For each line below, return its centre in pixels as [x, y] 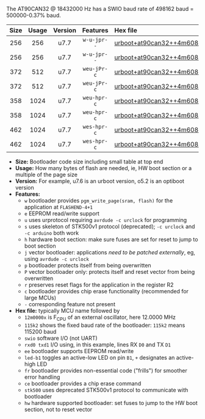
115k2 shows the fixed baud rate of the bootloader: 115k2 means [105, 325]
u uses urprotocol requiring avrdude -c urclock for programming [106, 220]
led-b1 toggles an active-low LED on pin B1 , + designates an [99, 357]
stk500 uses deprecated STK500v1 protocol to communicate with [106, 390]
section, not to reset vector [58, 409]
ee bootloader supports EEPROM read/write [79, 351]
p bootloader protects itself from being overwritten [88, 265]
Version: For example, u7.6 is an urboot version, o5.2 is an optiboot [100, 181]
